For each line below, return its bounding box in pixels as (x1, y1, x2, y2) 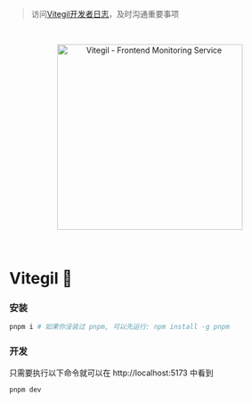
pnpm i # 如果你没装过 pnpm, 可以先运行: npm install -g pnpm (9, 323, 230, 332)
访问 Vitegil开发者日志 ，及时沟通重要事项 (30, 9, 180, 19)
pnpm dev (9, 385, 42, 394)
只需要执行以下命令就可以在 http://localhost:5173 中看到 (9, 367, 214, 378)
